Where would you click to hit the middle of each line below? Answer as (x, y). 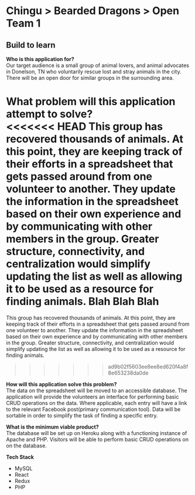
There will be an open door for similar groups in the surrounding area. (90, 78)
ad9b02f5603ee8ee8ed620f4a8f (148, 366)
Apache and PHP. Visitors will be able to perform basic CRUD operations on (97, 439)
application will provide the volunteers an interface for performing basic (93, 397)
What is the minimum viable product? (53, 427)
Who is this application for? (40, 59)
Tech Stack (20, 457)
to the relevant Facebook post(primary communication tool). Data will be (93, 409)
